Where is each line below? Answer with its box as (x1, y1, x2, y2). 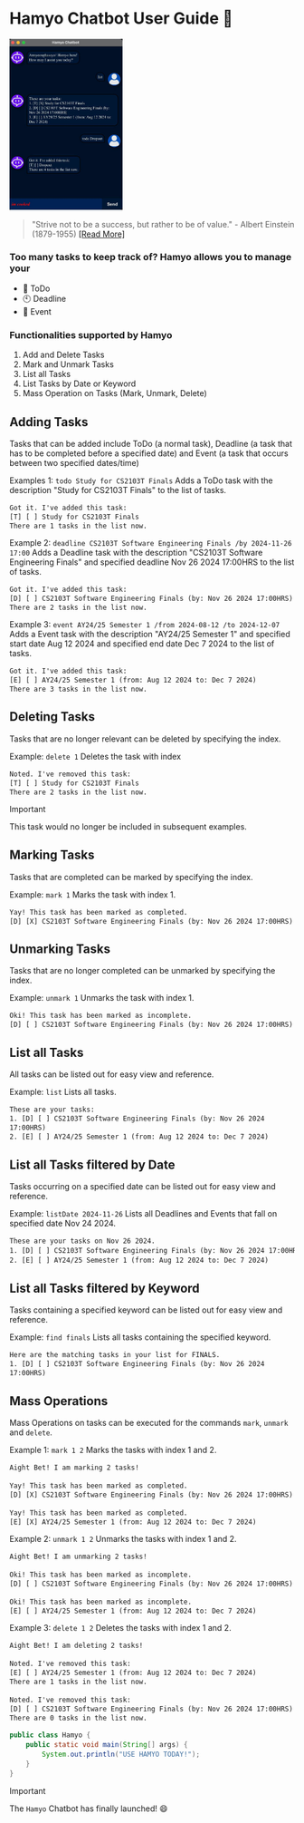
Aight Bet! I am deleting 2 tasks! (9, 1641, 144, 1651)
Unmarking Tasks (9, 941, 111, 956)
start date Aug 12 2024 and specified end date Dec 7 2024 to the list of (9, 638, 275, 649)
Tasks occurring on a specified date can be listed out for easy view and (9, 1181, 276, 1192)
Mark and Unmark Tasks (22, 359, 115, 370)
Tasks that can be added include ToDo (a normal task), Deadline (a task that (9, 438, 292, 449)
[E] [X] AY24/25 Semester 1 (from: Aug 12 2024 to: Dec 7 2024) (9, 1518, 257, 1527)
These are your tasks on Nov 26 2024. (9, 1236, 156, 1246)
